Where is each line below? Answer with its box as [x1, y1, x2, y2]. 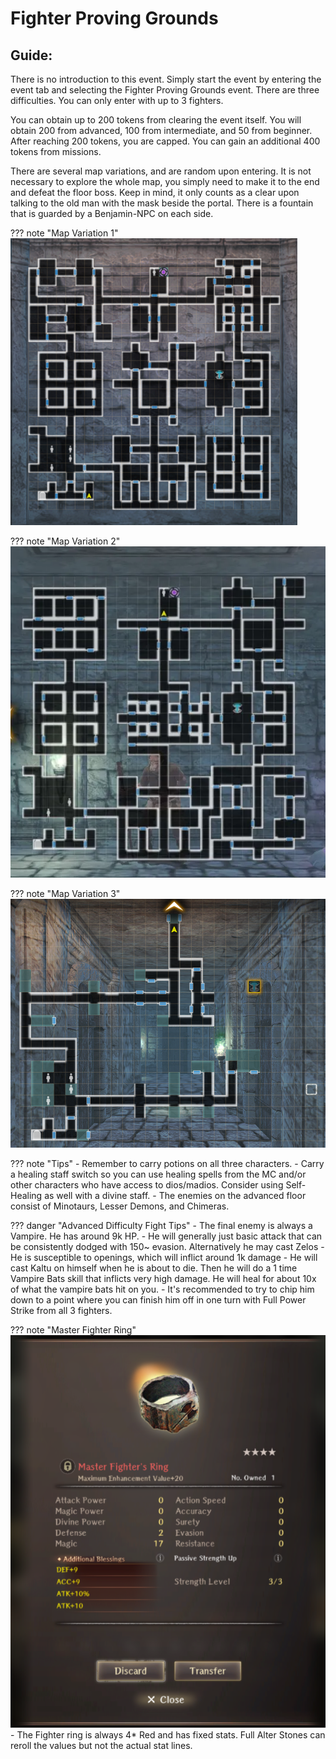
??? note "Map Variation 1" [10, 227, 119, 239]
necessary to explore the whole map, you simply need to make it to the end [10, 176, 320, 187]
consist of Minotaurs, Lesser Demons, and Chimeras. [10, 1200, 230, 1212]
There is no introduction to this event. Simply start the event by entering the [10, 73, 322, 85]
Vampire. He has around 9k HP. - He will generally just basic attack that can [10, 1230, 323, 1242]
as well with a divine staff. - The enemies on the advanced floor [44, 1190, 307, 1202]
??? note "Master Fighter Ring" [10, 1324, 137, 1336]
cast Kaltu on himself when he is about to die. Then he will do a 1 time [10, 1262, 298, 1274]
